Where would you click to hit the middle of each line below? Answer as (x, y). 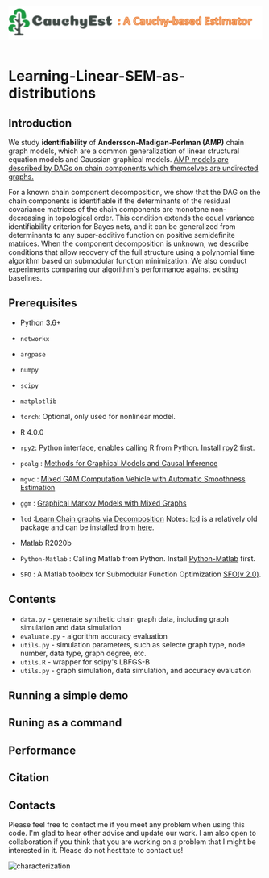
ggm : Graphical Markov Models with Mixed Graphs (103, 503)
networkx (35, 339)
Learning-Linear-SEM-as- (97, 76)
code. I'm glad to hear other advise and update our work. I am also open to (132, 833)
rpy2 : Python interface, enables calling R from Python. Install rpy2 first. (137, 447)
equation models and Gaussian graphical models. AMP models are (118, 159)
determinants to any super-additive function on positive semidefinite (122, 235)
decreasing (27, 218)
